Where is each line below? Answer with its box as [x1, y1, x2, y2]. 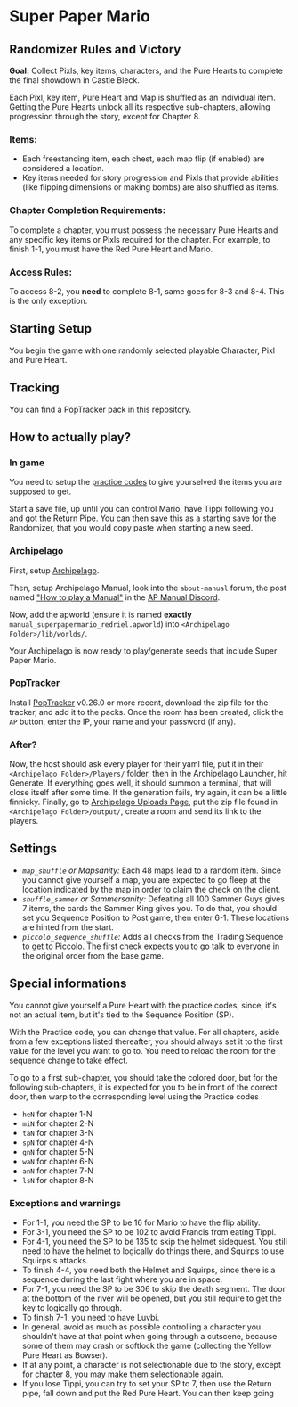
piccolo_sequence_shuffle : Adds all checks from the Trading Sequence [21, 931, 284, 942]
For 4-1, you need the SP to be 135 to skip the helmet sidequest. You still [21, 1237, 287, 1247]
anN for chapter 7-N [21, 1165, 94, 1176]
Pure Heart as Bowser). [21, 1350, 109, 1361]
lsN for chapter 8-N [21, 1174, 94, 1185]
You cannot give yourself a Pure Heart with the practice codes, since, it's [9, 1000, 278, 1010]
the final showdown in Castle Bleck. [9, 75, 140, 86]
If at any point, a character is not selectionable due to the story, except [21, 1360, 282, 1370]
